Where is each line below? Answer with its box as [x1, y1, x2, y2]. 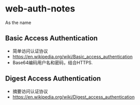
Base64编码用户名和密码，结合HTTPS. [12, 59, 93, 65]
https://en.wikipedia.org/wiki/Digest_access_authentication [12, 93, 135, 100]
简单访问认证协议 [12, 48, 48, 54]
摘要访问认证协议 [12, 88, 48, 94]
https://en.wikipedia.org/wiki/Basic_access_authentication [12, 53, 133, 59]
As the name [5, 19, 32, 25]
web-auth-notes [5, 3, 75, 14]
